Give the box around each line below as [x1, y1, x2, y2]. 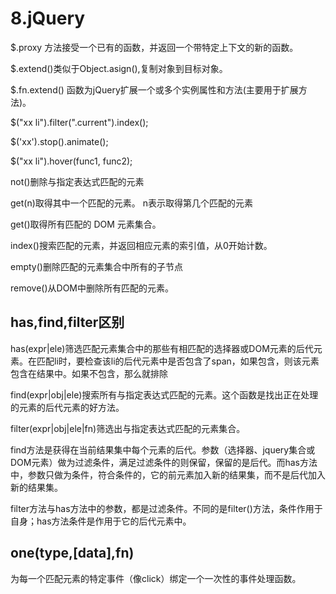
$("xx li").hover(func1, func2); [10, 155, 133, 167]
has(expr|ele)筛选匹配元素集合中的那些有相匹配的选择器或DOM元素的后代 [10, 342, 314, 354]
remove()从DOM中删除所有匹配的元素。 [10, 282, 175, 294]
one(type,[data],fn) [10, 545, 135, 562]
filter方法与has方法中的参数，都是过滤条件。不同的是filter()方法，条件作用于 [10, 502, 323, 514]
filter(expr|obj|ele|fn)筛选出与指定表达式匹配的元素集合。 [10, 422, 246, 434]
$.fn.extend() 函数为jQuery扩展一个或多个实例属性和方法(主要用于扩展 [10, 83, 299, 96]
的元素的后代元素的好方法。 [10, 401, 125, 413]
